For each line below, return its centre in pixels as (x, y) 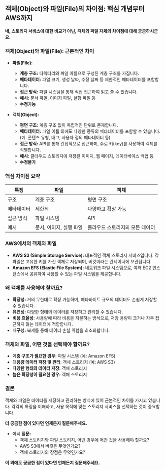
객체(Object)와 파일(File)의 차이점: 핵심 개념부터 (75, 9)
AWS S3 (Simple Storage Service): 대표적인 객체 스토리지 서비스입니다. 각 (85, 255)
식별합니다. (30, 150)
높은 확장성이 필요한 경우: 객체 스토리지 (49, 375)
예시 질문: (21, 433)
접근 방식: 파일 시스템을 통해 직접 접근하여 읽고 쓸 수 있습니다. (79, 92)
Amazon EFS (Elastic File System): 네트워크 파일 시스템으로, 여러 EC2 (82, 268)
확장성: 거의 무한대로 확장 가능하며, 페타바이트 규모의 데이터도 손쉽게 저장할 (84, 299)
